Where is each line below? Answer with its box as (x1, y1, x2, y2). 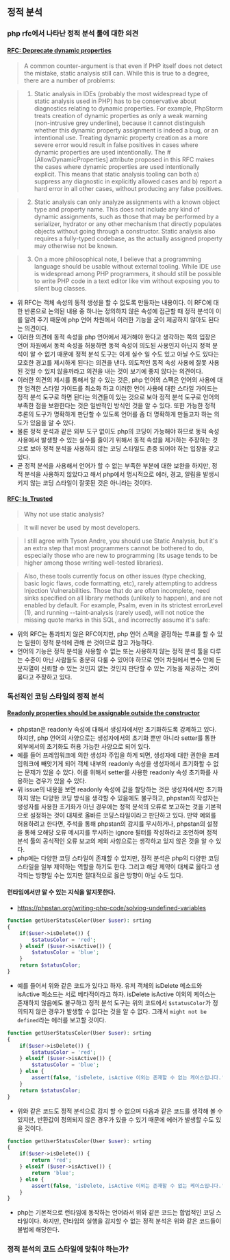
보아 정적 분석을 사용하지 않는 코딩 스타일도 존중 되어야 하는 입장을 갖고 (29, 444, 220, 452)
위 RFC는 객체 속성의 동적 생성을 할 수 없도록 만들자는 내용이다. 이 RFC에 (16, 298, 212, 306)
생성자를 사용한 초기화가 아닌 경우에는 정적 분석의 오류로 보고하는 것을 (16, 802, 204, 811)
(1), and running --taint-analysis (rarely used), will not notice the (23, 608, 205, 616)
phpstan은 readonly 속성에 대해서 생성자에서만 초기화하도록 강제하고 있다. (16, 725, 217, 733)
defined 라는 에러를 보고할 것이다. (16, 1015, 107, 1024)
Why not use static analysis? (23, 510, 105, 518)
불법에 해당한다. (16, 1226, 60, 1234)
